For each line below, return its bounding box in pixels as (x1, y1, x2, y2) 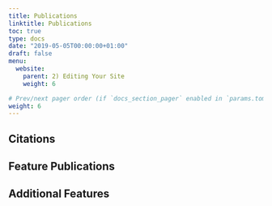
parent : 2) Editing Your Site (23, 72, 125, 80)
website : (15, 65, 45, 73)
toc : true (8, 27, 42, 35)
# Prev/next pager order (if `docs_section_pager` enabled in (8, 94, 223, 102)
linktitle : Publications (8, 19, 92, 28)
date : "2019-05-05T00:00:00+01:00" (8, 42, 129, 50)
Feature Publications (8, 160, 116, 174)
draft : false (8, 49, 53, 58)
